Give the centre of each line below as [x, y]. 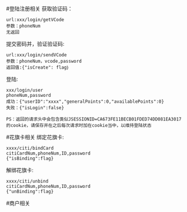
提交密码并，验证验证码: [35, 44]
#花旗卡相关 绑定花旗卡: [35, 137]
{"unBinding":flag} [30, 191]
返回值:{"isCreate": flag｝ [38, 68]
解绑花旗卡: [20, 170]
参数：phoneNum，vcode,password [44, 61]
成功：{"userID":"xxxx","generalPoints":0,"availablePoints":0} [85, 102]
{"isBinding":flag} [30, 159]
